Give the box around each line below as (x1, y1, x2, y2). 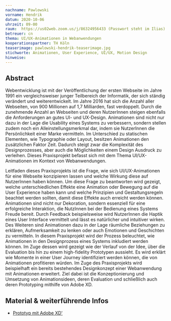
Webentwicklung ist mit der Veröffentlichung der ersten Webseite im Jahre (5, 87, 162, 93)
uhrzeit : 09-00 (5, 21, 38, 27)
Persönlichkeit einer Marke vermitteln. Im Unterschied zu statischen (5, 131, 148, 137)
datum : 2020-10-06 (5, 17, 44, 22)
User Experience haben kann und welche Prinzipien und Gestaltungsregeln (5, 189, 163, 195)
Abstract (5, 73, 34, 82)
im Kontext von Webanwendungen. (33, 158, 107, 164)
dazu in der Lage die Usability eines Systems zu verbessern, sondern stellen (5, 120, 166, 126)
